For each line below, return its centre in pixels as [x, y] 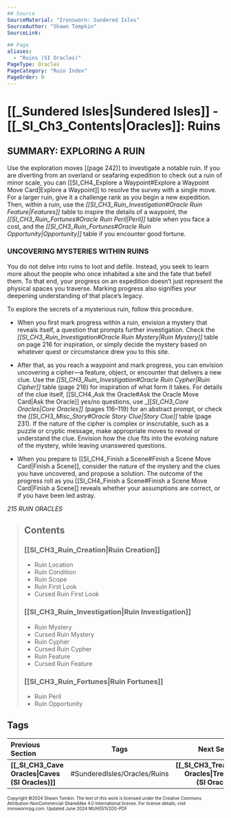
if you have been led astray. [56, 495]
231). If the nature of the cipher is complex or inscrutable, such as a [113, 423]
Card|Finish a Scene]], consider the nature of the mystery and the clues [119, 466]
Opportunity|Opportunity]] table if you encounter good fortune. [97, 233]
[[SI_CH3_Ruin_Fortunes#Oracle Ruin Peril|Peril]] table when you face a [109, 219]
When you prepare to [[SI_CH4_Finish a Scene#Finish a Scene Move [114, 459]
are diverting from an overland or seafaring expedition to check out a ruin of [115, 175]
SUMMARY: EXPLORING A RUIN [76, 151]
